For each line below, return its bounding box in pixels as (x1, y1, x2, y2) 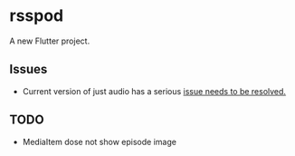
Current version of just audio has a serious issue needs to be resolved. (22, 85, 287, 96)
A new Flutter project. (9, 35, 90, 46)
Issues (9, 62, 48, 77)
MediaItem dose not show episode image (22, 136, 176, 147)
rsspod (9, 5, 64, 26)
